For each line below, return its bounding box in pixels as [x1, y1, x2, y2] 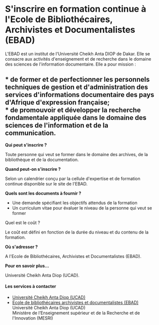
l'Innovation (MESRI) [12, 315, 54, 321]
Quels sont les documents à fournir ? [5, 190, 81, 196]
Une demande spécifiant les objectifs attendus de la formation [12, 200, 138, 206]
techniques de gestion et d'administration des [5, 83, 148, 92]
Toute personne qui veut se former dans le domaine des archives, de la [5, 151, 148, 157]
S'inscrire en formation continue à [5, 3, 146, 15]
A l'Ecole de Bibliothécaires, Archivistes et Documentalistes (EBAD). [5, 253, 141, 259]
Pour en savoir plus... [5, 263, 50, 269]
